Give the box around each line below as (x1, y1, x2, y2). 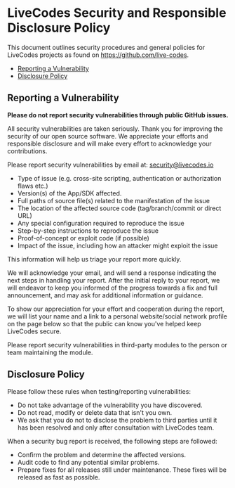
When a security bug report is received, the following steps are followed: (7, 437, 217, 445)
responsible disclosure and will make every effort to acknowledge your (7, 139, 212, 148)
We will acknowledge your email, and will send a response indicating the (7, 269, 217, 277)
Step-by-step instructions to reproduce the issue (17, 226, 159, 235)
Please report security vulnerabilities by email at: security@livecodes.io (7, 160, 214, 169)
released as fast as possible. (17, 473, 100, 481)
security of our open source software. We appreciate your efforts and (7, 131, 208, 140)
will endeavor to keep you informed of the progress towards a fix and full (7, 283, 217, 292)
